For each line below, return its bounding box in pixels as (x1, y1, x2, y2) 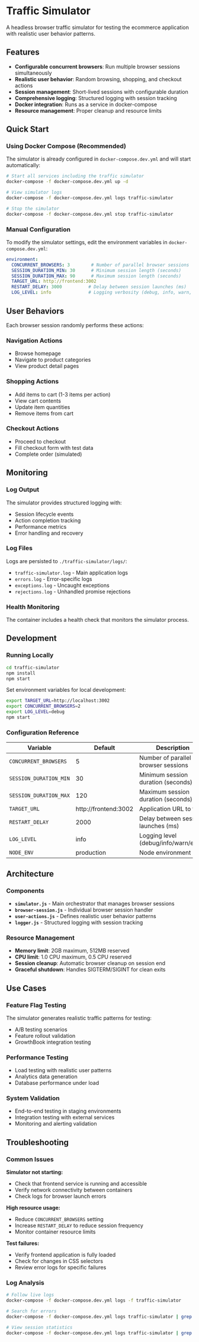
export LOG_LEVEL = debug (6, 709, 65, 715)
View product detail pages (14, 363, 79, 370)
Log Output (6, 485, 40, 494)
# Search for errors (6, 1308, 57, 1314)
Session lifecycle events (14, 510, 74, 517)
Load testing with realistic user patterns (14, 1067, 112, 1074)
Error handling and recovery (14, 529, 84, 536)
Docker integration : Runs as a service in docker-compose (14, 101, 158, 108)
